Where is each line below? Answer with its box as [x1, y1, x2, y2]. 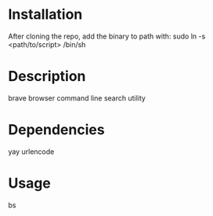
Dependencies [8, 121, 105, 139]
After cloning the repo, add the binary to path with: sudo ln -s [8, 31, 206, 41]
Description [8, 68, 86, 86]
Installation [8, 5, 83, 24]
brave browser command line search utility [8, 93, 146, 103]
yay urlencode [8, 147, 55, 156]
